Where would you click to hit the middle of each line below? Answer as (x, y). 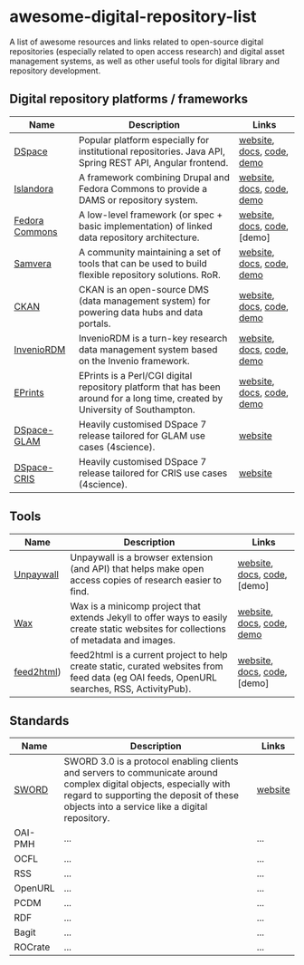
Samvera (33, 263)
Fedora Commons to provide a (143, 188)
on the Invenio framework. (134, 361)
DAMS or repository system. (138, 199)
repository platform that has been (149, 387)
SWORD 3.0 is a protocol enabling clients (151, 761)
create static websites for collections (148, 629)
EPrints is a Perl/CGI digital (135, 375)
